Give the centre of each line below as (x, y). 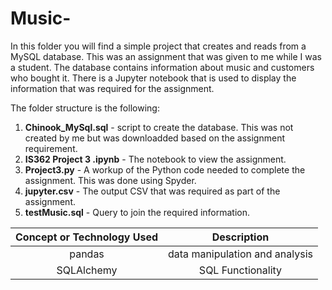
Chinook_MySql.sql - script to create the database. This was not (159, 127)
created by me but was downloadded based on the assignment (154, 138)
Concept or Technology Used (87, 237)
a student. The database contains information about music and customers (162, 67)
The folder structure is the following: (85, 108)
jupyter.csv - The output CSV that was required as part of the (152, 191)
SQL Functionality (240, 270)
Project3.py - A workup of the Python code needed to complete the (165, 169)
